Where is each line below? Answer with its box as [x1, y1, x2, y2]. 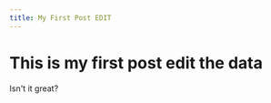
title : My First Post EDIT [9, 13, 112, 23]
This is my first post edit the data [9, 52, 264, 73]
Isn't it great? [9, 83, 59, 94]
